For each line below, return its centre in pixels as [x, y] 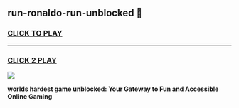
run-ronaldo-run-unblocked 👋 [75, 13]
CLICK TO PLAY [35, 33]
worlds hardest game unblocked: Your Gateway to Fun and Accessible [113, 89]
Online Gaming [30, 96]
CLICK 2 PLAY [32, 60]
